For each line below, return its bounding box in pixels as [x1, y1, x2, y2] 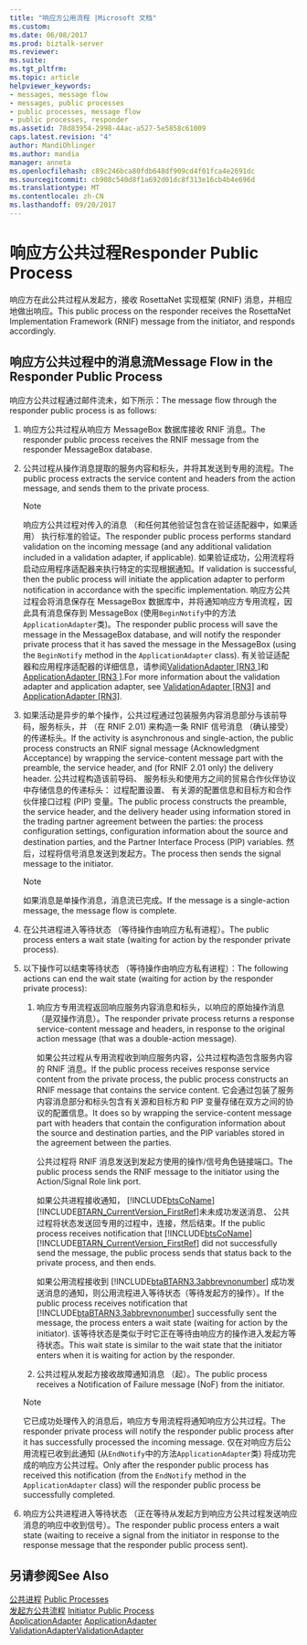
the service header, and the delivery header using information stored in [22, 806, 291, 817]
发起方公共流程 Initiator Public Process [9, 1606, 155, 1617]
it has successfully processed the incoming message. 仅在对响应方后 [22, 1437, 283, 1447]
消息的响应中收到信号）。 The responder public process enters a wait [22, 1519, 280, 1530]
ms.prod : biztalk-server [9, 38, 104, 48]
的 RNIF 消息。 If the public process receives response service [36, 1063, 270, 1074]
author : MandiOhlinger [9, 141, 96, 150]
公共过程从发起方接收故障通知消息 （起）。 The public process [36, 1368, 268, 1379]
